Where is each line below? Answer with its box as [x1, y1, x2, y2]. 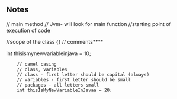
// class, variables [17, 66, 67, 72]
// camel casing [17, 61, 57, 67]
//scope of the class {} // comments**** [6, 38, 104, 45]
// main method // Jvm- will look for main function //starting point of [6, 20, 172, 27]
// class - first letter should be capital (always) [17, 71, 150, 78]
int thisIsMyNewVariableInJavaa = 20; [17, 87, 112, 93]
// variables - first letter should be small [17, 76, 131, 82]
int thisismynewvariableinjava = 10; [6, 50, 91, 57]
